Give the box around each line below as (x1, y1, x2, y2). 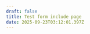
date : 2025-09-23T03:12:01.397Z (6, 19, 84, 25)
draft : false (6, 8, 38, 14)
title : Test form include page (6, 14, 82, 20)
